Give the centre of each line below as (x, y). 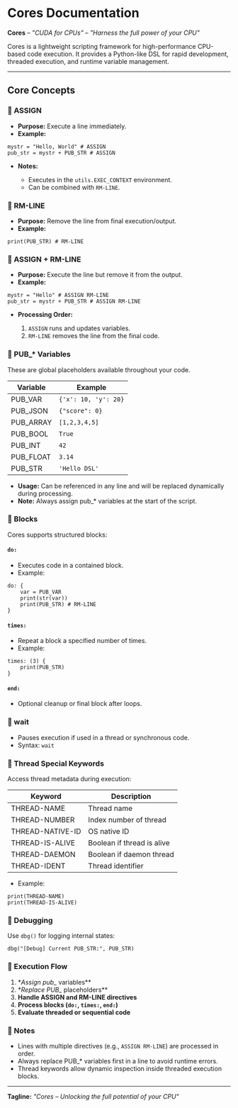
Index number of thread (127, 820)
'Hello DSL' (79, 468)
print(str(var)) (44, 598)
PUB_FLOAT (31, 457)
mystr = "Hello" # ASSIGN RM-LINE (58, 296)
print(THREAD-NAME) (36, 897)
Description (131, 797)
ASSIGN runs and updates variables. (79, 328)
